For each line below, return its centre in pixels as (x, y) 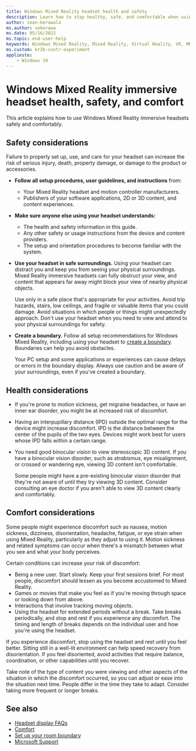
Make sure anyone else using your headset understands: (85, 216)
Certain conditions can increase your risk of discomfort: (73, 563)
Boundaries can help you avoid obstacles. (65, 348)
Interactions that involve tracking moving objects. (73, 605)
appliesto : (19, 55)
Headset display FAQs (41, 723)
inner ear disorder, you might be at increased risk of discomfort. (91, 411)
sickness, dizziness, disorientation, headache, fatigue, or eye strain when (94, 533)
